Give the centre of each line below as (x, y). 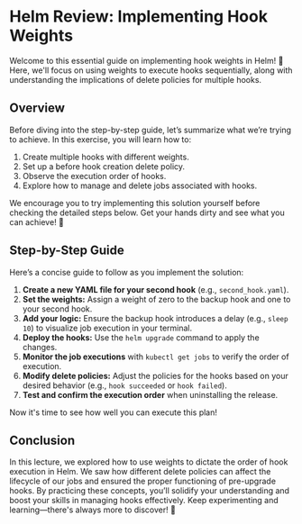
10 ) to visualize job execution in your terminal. (107, 328)
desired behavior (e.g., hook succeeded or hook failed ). (124, 385)
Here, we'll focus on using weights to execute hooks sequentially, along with (151, 70)
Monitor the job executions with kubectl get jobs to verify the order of (156, 357)
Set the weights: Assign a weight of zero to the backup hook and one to (156, 299)
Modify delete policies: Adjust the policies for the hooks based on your (155, 375)
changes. (40, 347)
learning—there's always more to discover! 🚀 (92, 510)
